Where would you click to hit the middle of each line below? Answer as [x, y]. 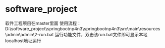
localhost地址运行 [23, 41]
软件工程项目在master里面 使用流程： [43, 23]
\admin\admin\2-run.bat [29, 34]
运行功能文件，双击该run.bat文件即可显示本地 [101, 34]
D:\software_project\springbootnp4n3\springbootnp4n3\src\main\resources [83, 28]
